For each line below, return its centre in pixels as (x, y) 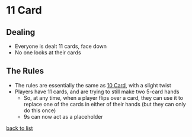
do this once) (40, 110)
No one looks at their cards (48, 53)
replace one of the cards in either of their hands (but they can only (105, 104)
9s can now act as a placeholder (63, 116)
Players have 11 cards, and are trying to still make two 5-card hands (97, 92)
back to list (20, 128)
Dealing (21, 32)
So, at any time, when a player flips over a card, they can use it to (103, 97)
